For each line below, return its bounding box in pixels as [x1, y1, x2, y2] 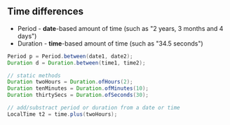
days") [17, 32, 37, 40]
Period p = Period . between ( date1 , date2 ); [7, 53, 133, 60]
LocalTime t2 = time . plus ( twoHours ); [7, 110, 118, 118]
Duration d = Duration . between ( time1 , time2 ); [7, 59, 146, 66]
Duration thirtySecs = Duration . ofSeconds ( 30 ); [7, 91, 149, 99]
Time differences [7, 6, 84, 18]
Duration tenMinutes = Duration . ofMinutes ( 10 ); [7, 85, 149, 92]
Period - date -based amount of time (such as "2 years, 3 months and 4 [17, 24, 224, 32]
